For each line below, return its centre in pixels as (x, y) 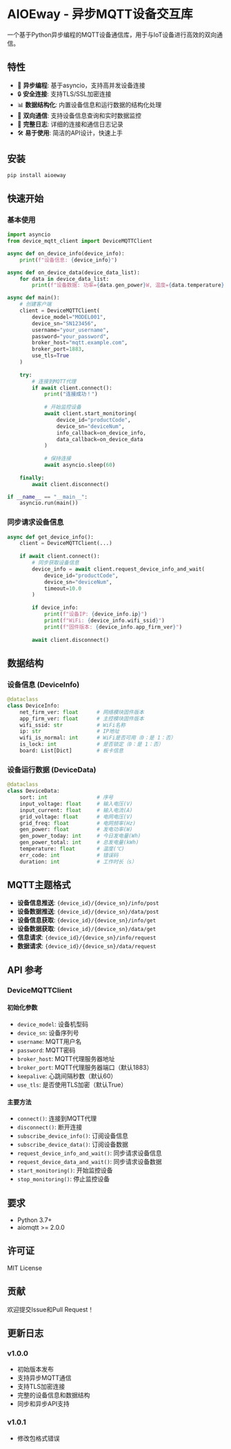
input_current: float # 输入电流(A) (76, 810)
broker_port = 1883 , (58, 349)
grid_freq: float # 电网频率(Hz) (78, 823)
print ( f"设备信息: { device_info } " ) (69, 260)
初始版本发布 (35, 1369)
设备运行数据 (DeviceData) (52, 770)
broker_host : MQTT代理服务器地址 (66, 1058)
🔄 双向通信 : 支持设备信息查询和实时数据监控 (79, 116)
